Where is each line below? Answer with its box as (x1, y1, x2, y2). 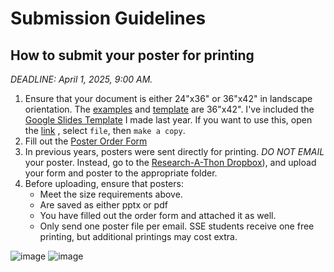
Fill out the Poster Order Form (24, 135, 148, 147)
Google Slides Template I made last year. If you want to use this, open (24, 114, 313, 126)
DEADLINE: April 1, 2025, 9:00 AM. (10, 73, 153, 85)
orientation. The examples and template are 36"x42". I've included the (24, 103, 315, 115)
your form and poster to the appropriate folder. (24, 167, 218, 179)
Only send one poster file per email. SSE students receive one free (39, 220, 315, 232)
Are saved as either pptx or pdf (39, 199, 168, 211)
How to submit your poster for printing (10, 47, 255, 64)
